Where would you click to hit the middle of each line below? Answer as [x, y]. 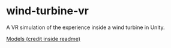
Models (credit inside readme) [43, 39]
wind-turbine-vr [47, 11]
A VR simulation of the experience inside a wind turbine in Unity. [85, 27]
